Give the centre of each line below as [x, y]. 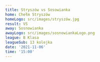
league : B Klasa [22, 38]
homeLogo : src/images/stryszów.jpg [42, 19]
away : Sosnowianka [24, 28]
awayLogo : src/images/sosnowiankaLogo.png [50, 33]
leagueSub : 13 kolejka [29, 42]
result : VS [16, 24]
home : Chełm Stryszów [28, 14]
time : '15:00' [20, 51]
